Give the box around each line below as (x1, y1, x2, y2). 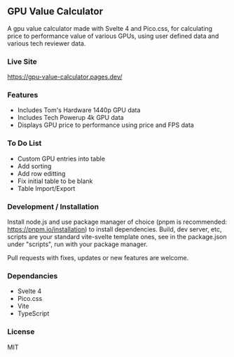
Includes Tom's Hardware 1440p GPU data (17, 106, 141, 114)
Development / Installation (7, 201, 99, 211)
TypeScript (17, 309, 50, 318)
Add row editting (17, 169, 66, 177)
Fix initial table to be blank (17, 177, 93, 185)
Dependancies (7, 271, 58, 281)
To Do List (7, 138, 42, 148)
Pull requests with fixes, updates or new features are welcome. (7, 254, 189, 262)
